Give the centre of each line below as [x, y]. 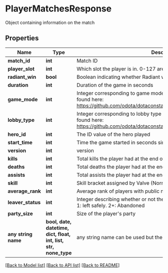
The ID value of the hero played [113, 134]
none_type [59, 253]
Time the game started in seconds [117, 142]
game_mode [23, 99]
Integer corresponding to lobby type [119, 114]
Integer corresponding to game [113, 93]
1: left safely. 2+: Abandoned [111, 205]
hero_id [17, 134]
